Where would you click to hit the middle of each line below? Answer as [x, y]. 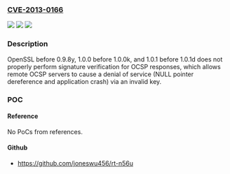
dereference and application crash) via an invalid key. [84, 81]
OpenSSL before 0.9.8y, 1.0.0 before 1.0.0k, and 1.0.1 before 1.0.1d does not [115, 59]
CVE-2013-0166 [35, 10]
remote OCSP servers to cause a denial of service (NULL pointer [101, 74]
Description [28, 44]
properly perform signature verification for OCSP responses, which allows [114, 66]
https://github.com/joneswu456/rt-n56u [75, 163]
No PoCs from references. [45, 131]
